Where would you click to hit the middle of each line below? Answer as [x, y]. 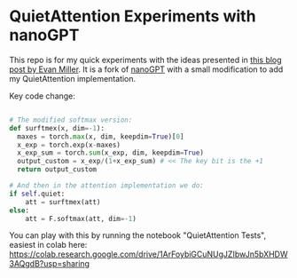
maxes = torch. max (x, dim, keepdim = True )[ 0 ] [101, 136]
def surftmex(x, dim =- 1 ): [57, 128]
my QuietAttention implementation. [73, 78]
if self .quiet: [37, 194]
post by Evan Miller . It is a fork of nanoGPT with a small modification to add [146, 69]
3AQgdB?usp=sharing [50, 264]
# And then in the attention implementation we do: [106, 186]
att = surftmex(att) [63, 202]
